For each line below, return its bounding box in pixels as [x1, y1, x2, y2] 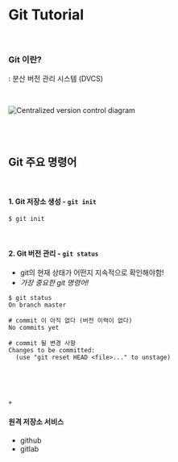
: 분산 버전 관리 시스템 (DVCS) [8, 74, 103, 84]
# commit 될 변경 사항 [8, 339, 77, 348]
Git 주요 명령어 [8, 155, 77, 169]
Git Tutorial [8, 6, 85, 24]
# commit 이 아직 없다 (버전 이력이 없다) [8, 317, 133, 325]
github [19, 435, 42, 445]
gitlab [19, 443, 39, 453]
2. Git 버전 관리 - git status [8, 248, 99, 258]
